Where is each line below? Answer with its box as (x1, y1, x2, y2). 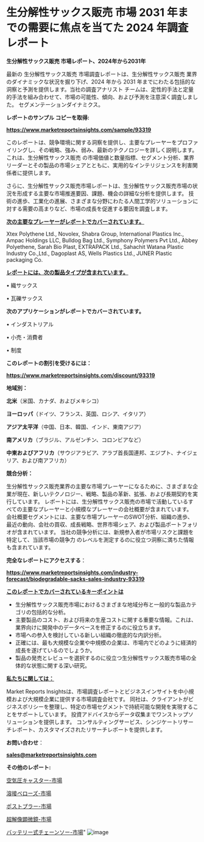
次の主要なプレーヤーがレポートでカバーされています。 (6, 218, 145, 225)
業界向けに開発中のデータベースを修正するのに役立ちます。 (15, 624, 164, 631)
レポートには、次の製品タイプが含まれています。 (6, 268, 129, 276)
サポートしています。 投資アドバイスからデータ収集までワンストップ (16, 710, 189, 718)
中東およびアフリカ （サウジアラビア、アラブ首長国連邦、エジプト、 (6, 449, 177, 456)
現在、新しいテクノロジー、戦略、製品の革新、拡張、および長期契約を (16, 490, 193, 497)
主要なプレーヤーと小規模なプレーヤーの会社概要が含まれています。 (22, 505, 192, 513)
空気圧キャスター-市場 (6, 776, 63, 784)
